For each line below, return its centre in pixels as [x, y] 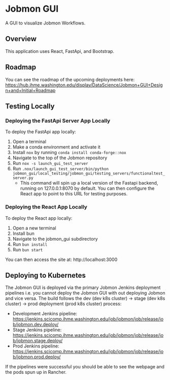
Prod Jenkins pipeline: [36, 346]
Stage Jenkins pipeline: [37, 330]
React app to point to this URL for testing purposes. [74, 194]
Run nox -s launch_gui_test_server [50, 163]
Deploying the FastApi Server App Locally [58, 121]
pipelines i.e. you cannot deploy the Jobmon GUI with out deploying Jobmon [86, 293]
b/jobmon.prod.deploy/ [37, 357]
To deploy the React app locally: [39, 218]
